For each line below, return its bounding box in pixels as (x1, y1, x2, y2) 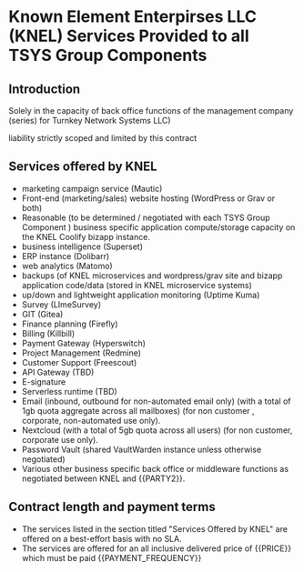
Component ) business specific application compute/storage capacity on (21, 221, 296, 233)
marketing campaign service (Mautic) (21, 183, 163, 194)
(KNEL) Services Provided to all (8, 25, 249, 46)
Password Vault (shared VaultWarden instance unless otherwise (21, 444, 262, 455)
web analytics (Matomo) (21, 260, 113, 271)
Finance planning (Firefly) (21, 318, 119, 329)
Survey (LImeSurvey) (21, 298, 102, 310)
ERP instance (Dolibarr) (21, 250, 110, 261)
